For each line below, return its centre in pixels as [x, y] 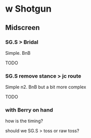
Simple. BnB [18, 53]
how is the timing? [24, 121]
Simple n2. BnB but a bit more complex [46, 87]
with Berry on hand [29, 110]
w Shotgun [28, 9]
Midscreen [22, 28]
